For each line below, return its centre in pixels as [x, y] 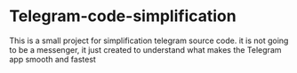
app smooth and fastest [52, 59]
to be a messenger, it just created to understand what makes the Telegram [145, 49]
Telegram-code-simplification [123, 16]
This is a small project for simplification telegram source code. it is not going [149, 40]
